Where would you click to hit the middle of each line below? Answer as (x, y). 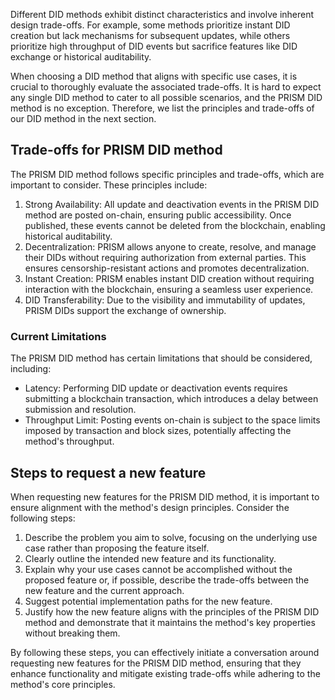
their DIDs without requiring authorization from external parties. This (165, 257)
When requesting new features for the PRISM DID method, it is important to (165, 496)
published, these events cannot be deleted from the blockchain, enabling (175, 225)
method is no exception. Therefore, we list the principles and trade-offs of (162, 108)
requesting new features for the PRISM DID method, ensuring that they (156, 663)
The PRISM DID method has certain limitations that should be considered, (161, 358)
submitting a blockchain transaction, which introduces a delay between (171, 399)
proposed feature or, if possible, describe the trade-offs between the (167, 580)
